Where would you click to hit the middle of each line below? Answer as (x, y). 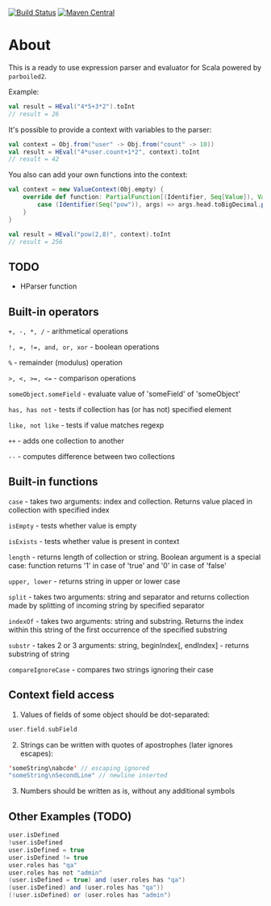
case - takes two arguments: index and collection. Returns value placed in (130, 501)
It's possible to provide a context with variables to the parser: (110, 129)
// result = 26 (34, 114)
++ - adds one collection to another (67, 441)
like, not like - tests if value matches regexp (86, 425)
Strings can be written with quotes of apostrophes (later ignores (127, 744)
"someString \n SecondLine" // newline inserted (88, 776)
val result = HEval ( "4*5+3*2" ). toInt (72, 106)
